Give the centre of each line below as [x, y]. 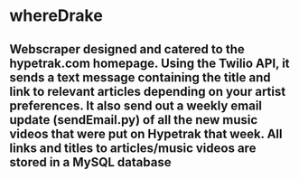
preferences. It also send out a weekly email [136, 105]
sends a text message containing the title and [140, 77]
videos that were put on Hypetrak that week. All [146, 133]
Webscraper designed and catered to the [127, 49]
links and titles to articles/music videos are [133, 148]
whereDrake [56, 16]
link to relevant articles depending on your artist [148, 91]
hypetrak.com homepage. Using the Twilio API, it [150, 63]
